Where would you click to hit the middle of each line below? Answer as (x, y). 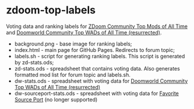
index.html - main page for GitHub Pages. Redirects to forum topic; (94, 50)
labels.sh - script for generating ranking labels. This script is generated (100, 56)
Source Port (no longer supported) (56, 99)
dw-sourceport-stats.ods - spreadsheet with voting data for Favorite (97, 93)
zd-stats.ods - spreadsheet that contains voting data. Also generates (97, 68)
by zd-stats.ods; (34, 62)
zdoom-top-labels (51, 10)
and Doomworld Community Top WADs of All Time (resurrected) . (84, 32)
